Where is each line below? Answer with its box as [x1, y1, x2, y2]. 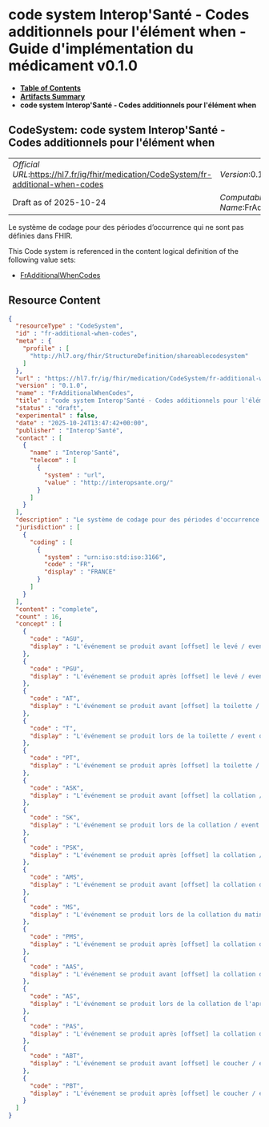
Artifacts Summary [19, 91, 86, 101]
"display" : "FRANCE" [43, 568, 116, 576]
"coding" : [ [29, 538, 74, 546]
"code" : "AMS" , [29, 873, 84, 882]
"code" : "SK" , [29, 814, 81, 822]
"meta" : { [15, 337, 52, 345]
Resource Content [8, 294, 101, 308]
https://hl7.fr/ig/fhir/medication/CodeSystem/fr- [30, 168, 212, 179]
